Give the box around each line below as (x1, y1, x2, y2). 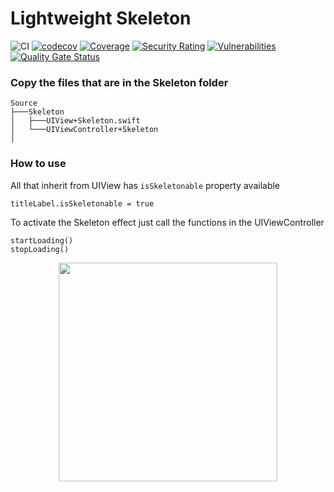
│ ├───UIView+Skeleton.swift (10, 116, 141, 126)
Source (10, 98, 38, 109)
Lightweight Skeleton (10, 7, 192, 30)
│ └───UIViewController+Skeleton (10, 125, 159, 135)
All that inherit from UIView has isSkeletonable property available (10, 179, 281, 191)
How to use (10, 157, 67, 171)
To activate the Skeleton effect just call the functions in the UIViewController (10, 216, 325, 228)
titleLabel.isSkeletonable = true (10, 198, 155, 209)
